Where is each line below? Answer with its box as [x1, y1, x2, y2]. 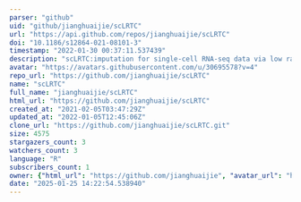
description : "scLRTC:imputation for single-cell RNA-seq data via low [9, 55, 282, 63]
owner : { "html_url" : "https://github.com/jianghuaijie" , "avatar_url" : [9, 171, 282, 180]
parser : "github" [9, 13, 74, 22]
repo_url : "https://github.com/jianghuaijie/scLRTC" [9, 72, 211, 80]
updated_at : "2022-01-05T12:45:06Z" [9, 113, 146, 122]
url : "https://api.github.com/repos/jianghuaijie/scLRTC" [9, 29, 230, 38]
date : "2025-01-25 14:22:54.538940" [9, 180, 146, 189]
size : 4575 [9, 130, 50, 139]
